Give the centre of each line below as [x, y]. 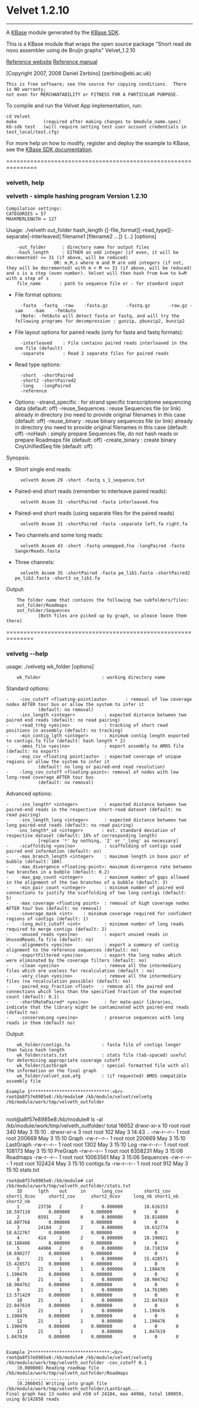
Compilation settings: [34, 209]
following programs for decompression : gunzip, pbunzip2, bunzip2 [99, 321]
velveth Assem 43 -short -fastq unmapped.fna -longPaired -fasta [102, 546]
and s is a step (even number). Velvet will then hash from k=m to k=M [96, 273]
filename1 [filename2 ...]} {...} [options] [109, 236]
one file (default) [39, 348]
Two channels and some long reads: [59, 535]
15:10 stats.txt [23, 1170]
